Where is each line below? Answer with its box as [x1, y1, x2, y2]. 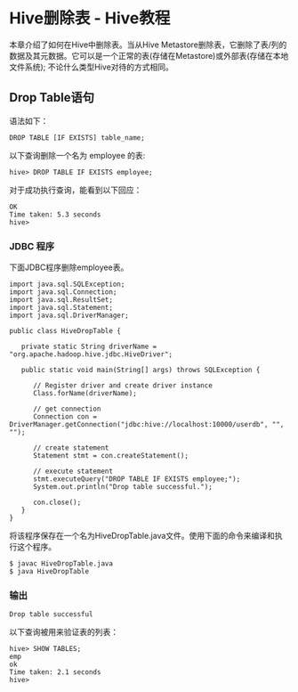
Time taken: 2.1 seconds [9, 668, 101, 677]
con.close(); [32, 498, 82, 508]
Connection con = [32, 412, 98, 421]
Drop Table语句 [9, 90, 95, 105]
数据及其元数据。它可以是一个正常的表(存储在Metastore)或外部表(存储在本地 [9, 50, 289, 61]
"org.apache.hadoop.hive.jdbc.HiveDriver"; [9, 350, 173, 359]
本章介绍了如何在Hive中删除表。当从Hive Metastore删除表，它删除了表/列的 [9, 39, 287, 50]
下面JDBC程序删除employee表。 [9, 262, 129, 273]
